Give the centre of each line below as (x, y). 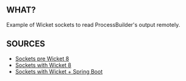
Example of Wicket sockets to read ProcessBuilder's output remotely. (93, 24)
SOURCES (26, 44)
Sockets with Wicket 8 (43, 65)
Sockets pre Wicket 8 (42, 58)
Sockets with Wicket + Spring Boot (59, 71)
